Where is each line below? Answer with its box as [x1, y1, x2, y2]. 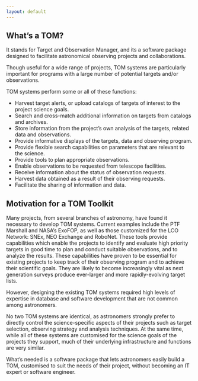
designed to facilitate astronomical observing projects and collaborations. [6, 53, 186, 60]
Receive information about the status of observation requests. [14, 169, 166, 176]
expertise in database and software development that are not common [6, 295, 178, 302]
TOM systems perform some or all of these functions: [6, 88, 137, 95]
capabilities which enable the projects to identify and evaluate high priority [6, 239, 189, 246]
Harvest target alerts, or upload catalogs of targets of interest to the [14, 100, 181, 107]
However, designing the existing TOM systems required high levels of [6, 289, 176, 296]
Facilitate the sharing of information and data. [14, 181, 126, 188]
